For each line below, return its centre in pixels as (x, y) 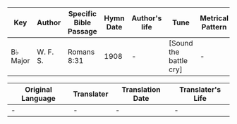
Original (38, 89)
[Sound (181, 43)
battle (178, 61)
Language (38, 98)
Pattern (214, 27)
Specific (83, 14)
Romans (81, 52)
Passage (83, 31)
